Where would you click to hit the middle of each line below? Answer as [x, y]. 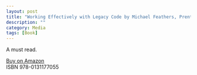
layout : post [22, 11]
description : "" [26, 22]
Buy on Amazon [25, 61]
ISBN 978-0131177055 [33, 67]
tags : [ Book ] [22, 33]
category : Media [26, 28]
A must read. [21, 49]
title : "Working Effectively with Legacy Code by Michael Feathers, [91, 17]
